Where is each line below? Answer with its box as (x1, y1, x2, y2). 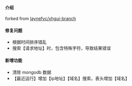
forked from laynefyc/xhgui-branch (5, 16, 76, 21)
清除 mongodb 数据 (12, 69, 51, 75)
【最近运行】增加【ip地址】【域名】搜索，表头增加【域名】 (12, 75, 130, 81)
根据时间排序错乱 (12, 39, 47, 45)
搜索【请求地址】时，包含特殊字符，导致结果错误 (12, 45, 111, 51)
